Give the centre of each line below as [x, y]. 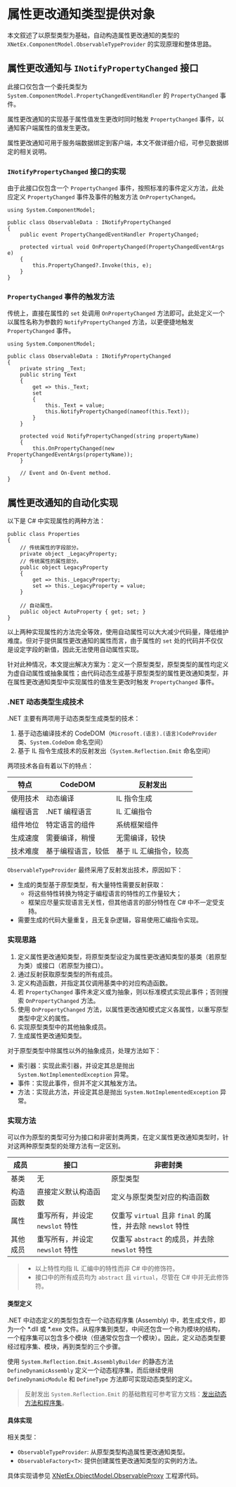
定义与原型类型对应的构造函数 [160, 1197]
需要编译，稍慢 [71, 838]
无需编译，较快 [141, 838]
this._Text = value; [75, 406]
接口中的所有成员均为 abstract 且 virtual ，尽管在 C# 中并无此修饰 [132, 1277]
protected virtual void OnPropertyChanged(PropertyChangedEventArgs [122, 247]
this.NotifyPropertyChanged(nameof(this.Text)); [117, 412]
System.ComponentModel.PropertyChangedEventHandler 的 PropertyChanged [113, 95]
